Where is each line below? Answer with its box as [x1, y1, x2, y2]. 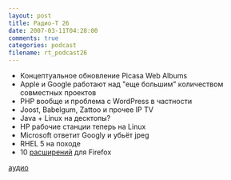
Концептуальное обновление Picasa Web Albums [19, 71, 188, 80]
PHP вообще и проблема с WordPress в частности [19, 97, 193, 106]
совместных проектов [19, 88, 97, 97]
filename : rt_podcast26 [8, 49, 88, 57]
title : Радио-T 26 [8, 19, 70, 27]
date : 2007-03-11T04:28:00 [8, 26, 98, 34]
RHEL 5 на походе [19, 139, 82, 148]
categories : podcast [8, 42, 78, 50]
